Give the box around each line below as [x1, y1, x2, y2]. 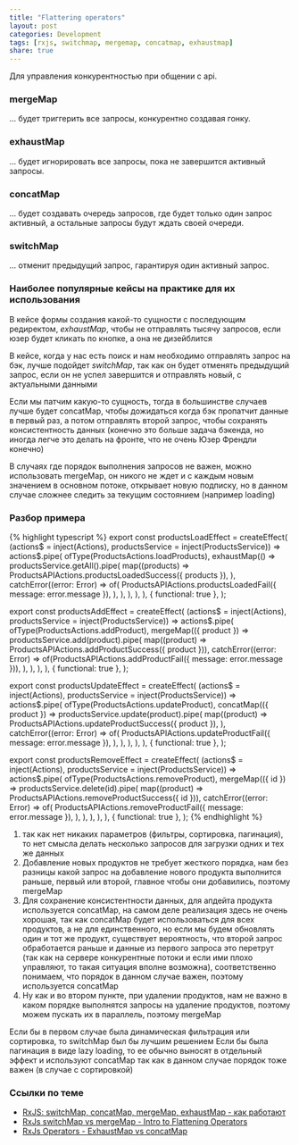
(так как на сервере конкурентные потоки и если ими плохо [21, 952, 253, 963]
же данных [21, 848, 64, 858]
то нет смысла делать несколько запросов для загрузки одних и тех [21, 838, 285, 848]
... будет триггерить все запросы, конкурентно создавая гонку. [9, 113, 252, 124]
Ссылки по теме [9, 1086, 85, 1099]
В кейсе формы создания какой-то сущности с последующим [9, 313, 246, 324]
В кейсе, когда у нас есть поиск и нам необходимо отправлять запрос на [9, 350, 291, 361]
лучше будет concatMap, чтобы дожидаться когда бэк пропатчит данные [9, 405, 289, 416]
